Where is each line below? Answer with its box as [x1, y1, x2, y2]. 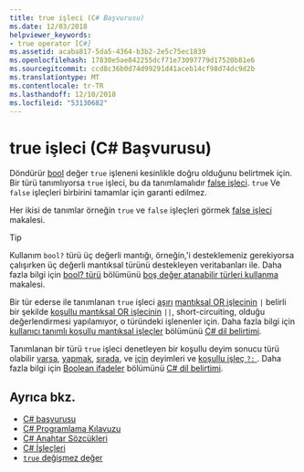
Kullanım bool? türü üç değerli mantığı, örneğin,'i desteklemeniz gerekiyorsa [9, 250, 295, 261]
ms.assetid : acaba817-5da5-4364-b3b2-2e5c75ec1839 [9, 47, 206, 57]
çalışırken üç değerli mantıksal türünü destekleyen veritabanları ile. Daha [9, 259, 282, 270]
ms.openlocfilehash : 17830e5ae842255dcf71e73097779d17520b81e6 [9, 56, 256, 65]
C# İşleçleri [22, 443, 66, 454]
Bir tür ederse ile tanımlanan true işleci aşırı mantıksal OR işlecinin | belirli [9, 297, 287, 308]
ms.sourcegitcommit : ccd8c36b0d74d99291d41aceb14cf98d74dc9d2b [9, 65, 256, 74]
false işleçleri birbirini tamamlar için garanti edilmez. [9, 187, 207, 198]
